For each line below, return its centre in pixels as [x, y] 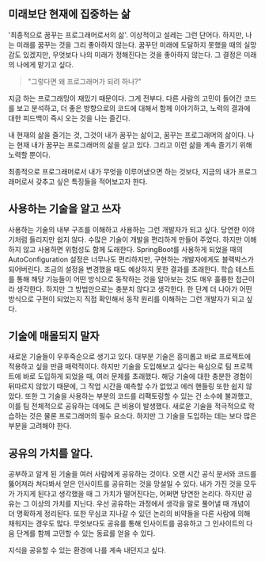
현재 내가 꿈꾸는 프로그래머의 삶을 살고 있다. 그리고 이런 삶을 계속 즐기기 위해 [134, 144]
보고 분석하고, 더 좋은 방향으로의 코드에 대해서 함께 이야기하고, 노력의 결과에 [133, 108]
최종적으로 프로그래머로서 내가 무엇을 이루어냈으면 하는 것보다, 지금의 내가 [122, 171]
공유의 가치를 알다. [51, 453]
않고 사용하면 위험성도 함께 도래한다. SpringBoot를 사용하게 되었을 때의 [132, 249]
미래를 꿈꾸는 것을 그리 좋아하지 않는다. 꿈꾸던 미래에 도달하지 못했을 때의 [129, 44]
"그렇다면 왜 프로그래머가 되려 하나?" [84, 81]
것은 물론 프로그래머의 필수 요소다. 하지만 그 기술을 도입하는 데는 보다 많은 [143, 416]
